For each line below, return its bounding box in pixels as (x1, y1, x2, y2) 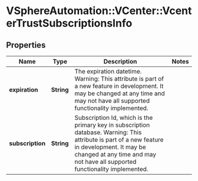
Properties (6, 40, 46, 50)
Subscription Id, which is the (74, 113, 153, 122)
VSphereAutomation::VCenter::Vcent (6, 4, 192, 18)
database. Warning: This (74, 128, 142, 136)
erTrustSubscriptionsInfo (6, 16, 133, 30)
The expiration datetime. (74, 68, 142, 75)
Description (103, 58, 137, 65)
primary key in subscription (74, 121, 150, 129)
